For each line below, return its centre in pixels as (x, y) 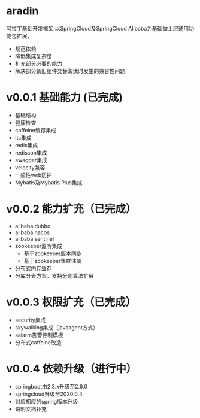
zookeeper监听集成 (39, 246)
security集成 (30, 320)
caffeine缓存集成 (36, 130)
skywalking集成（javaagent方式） (57, 327)
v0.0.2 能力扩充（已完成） (71, 209)
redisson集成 (31, 152)
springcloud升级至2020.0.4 (49, 394)
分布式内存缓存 (33, 268)
